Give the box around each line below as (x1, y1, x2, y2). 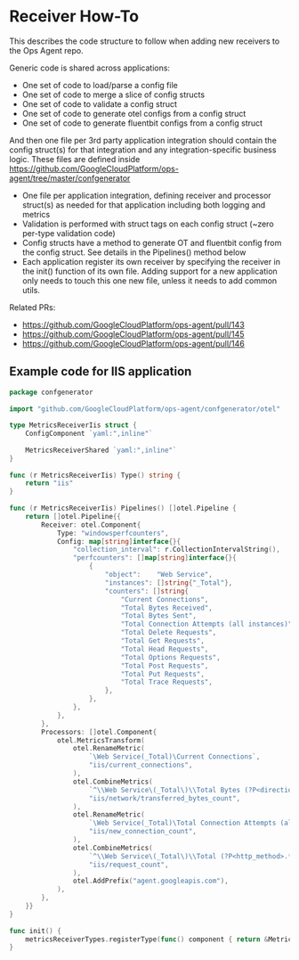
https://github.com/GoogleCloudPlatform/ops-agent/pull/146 (21, 338, 245, 349)
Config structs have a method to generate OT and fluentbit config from (21, 237, 282, 248)
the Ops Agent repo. (9, 45, 84, 55)
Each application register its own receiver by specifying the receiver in (21, 256, 280, 267)
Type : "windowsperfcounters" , (56, 529, 169, 537)
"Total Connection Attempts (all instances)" (120, 619, 293, 629)
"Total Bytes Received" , (120, 603, 214, 612)
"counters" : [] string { (104, 587, 190, 595)
